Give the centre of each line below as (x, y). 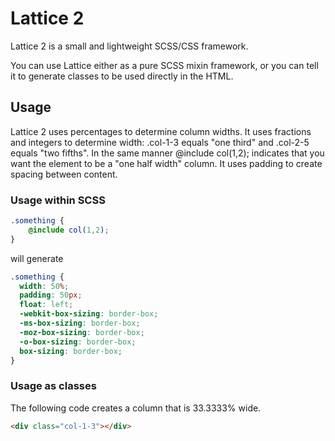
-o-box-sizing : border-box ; (78, 342)
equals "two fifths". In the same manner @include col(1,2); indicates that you (167, 153)
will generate (37, 258)
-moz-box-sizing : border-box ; (82, 332)
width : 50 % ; (44, 286)
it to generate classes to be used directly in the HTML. (122, 76)
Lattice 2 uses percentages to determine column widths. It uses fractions (161, 131)
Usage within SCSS (58, 200)
